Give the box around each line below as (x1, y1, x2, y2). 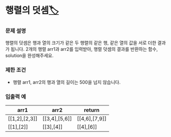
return (83, 106, 100, 114)
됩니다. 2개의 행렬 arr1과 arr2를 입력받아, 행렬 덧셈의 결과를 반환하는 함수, (10, 46, 158, 52)
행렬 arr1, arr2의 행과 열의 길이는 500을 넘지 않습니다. (12, 79, 121, 85)
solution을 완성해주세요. (5, 52, 54, 59)
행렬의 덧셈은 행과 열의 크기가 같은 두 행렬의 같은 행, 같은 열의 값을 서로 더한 (5, 40, 157, 46)
